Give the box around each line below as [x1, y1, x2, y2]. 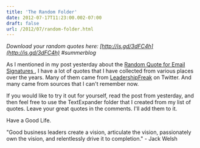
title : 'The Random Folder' [6, 9, 78, 15]
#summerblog [61, 49, 96, 57]
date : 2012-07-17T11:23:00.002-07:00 [6, 15, 102, 21]
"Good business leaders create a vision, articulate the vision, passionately [6, 129, 191, 136]
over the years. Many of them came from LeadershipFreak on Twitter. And [6, 74, 191, 81]
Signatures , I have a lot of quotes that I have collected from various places [6, 68, 194, 75]
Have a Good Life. [6, 117, 52, 124]
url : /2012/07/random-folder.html [6, 26, 94, 32]
